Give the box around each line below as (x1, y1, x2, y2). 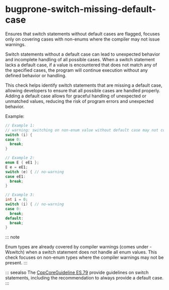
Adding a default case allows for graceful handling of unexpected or (5, 93, 147, 99)
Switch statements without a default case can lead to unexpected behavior (5, 51, 160, 57)
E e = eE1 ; (5, 165, 28, 170)
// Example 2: (5, 156, 35, 161)
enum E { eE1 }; (5, 160, 39, 165)
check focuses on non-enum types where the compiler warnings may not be (5, 254, 164, 260)
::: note (5, 234, 20, 240)
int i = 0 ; (5, 197, 28, 202)
